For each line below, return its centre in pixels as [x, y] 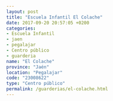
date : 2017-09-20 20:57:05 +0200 [48, 23]
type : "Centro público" [36, 84]
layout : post [22, 12]
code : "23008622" [28, 78]
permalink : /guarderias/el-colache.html [57, 89]
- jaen [14, 39]
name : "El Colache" [30, 61]
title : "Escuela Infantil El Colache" [54, 17]
